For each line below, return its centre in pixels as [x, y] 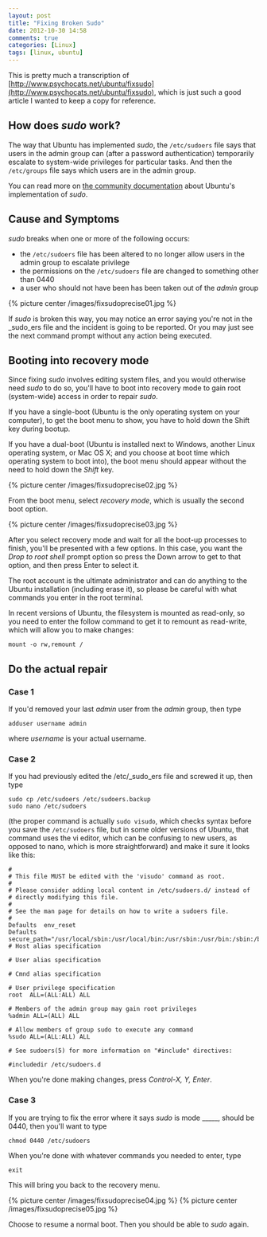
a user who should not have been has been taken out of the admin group [139, 288]
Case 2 [22, 759]
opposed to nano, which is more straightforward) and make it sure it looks [129, 847]
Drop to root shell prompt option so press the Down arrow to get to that [124, 557]
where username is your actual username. [77, 738]
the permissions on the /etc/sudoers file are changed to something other [139, 271]
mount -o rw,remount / [46, 645]
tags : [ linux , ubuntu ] [46, 53]
